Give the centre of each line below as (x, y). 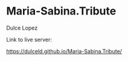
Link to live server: (29, 39)
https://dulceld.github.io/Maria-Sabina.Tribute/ (64, 51)
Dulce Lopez (22, 28)
